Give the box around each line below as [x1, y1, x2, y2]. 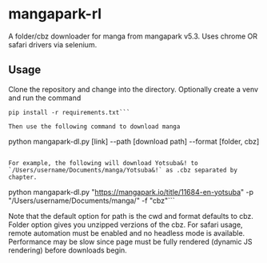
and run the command [8, 93, 82, 103]
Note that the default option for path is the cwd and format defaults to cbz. [8, 211, 254, 221]
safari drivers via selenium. [8, 39, 98, 49]
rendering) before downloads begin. [8, 245, 128, 255]
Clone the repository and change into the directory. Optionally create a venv [8, 84, 258, 94]
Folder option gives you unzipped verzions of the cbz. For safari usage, [8, 220, 243, 229]
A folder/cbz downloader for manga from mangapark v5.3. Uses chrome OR [8, 31, 258, 41]
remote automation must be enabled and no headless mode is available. [8, 228, 245, 237]
